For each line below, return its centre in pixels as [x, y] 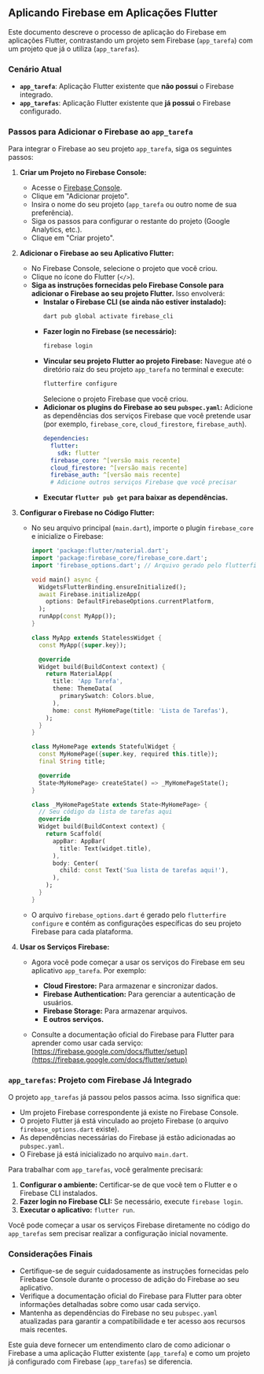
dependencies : [66, 439]
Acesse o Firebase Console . [77, 188]
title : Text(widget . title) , [105, 849]
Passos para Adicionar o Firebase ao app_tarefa [101, 132]
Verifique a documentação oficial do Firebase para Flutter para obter [130, 1296]
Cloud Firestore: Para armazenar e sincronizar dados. [130, 986]
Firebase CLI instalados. [59, 1194]
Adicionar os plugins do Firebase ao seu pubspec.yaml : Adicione [148, 407]
